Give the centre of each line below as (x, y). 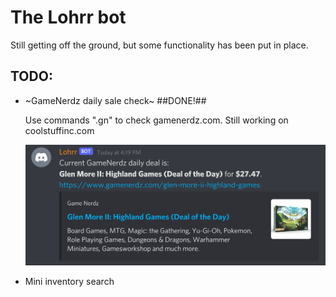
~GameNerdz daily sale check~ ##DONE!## (115, 100)
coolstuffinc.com (59, 130)
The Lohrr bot (68, 17)
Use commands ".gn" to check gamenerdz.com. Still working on (156, 120)
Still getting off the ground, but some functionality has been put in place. (159, 45)
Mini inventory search (69, 282)
